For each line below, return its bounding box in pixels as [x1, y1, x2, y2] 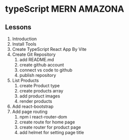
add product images [19, 93, 60, 99]
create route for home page [19, 119, 75, 125]
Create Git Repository [12, 51, 56, 57]
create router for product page [19, 124, 81, 130]
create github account [19, 62, 64, 68]
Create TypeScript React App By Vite [12, 47, 87, 52]
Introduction [12, 36, 37, 42]
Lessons [5, 23, 32, 31]
